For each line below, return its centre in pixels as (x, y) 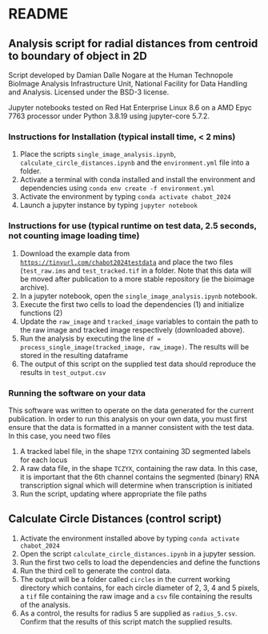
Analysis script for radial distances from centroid (133, 44)
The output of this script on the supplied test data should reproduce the (138, 364)
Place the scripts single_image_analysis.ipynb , (98, 154)
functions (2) (41, 313)
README (38, 14)
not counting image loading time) (74, 236)
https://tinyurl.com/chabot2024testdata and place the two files (126, 261)
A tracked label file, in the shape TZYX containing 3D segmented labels (135, 451)
